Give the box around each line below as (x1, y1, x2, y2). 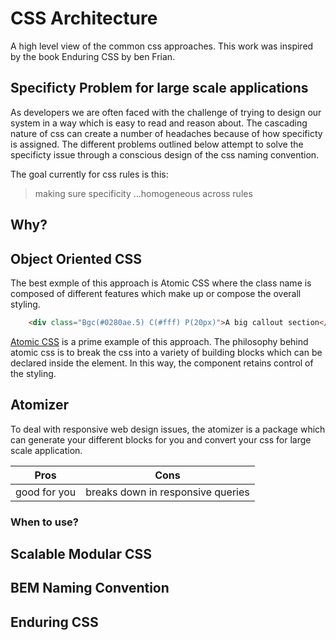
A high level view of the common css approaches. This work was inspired (10, 40, 314, 52)
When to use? (10, 515, 79, 529)
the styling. (10, 367, 57, 379)
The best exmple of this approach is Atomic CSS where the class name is (10, 277, 312, 289)
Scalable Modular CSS (10, 545, 152, 562)
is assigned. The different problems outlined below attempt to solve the (10, 138, 304, 150)
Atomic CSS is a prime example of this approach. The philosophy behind (10, 335, 309, 347)
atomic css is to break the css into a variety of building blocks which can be (10, 346, 323, 358)
